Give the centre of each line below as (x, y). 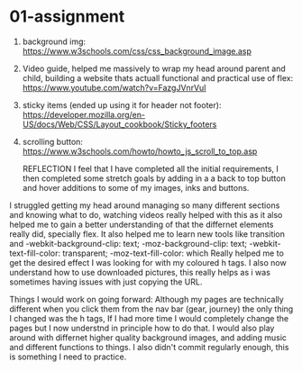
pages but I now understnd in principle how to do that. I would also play (142, 328)
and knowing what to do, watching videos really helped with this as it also (146, 214)
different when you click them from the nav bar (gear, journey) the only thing (151, 309)
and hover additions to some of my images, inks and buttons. (136, 187)
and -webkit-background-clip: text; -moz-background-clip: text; (128, 243)
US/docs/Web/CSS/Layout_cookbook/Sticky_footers (119, 124)
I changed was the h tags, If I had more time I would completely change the (149, 318)
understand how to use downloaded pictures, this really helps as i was (140, 272)
